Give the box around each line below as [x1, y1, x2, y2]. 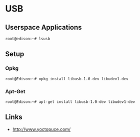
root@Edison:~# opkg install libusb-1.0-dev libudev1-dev [5, 76, 128, 81]
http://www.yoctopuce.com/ [12, 126, 71, 132]
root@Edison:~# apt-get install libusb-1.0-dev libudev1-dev [5, 99, 135, 104]
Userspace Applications [5, 23, 82, 32]
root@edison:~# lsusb [5, 36, 50, 41]
